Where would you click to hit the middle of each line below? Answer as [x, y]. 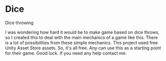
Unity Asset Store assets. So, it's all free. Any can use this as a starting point [83, 48]
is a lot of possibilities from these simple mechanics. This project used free [82, 42]
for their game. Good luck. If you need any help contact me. [66, 53]
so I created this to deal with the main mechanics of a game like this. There [82, 37]
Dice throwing [19, 23]
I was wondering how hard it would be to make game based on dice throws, [82, 32]
